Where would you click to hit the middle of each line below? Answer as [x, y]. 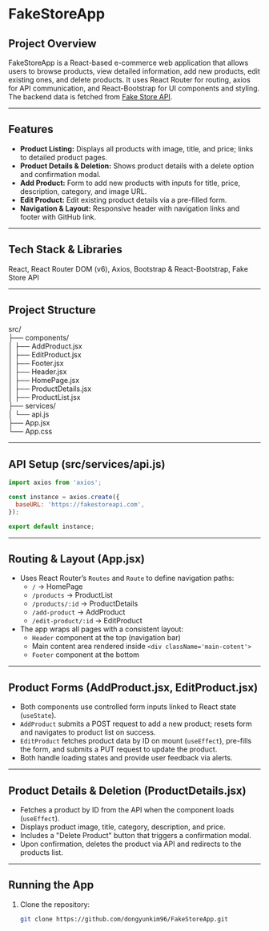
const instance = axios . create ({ [64, 498]
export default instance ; [51, 526]
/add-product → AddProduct [78, 612]
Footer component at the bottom [86, 655]
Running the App [51, 885]
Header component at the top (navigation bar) [106, 638]
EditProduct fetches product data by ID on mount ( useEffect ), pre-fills [136, 741]
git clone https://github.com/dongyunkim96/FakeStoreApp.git [124, 919]
